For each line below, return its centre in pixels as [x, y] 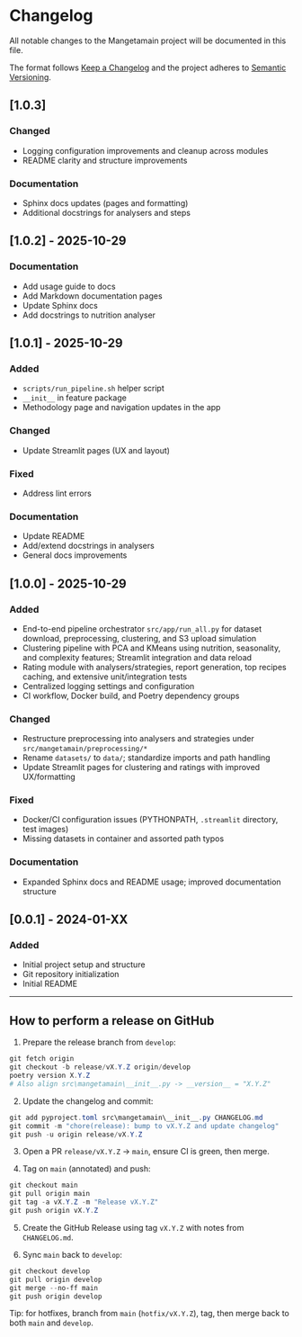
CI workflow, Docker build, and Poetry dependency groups [131, 695]
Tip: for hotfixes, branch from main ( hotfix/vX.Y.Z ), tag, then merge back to [150, 1314]
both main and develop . [52, 1323]
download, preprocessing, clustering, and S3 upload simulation [139, 638]
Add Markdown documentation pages [93, 296]
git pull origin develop [56, 1279]
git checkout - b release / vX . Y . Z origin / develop [100, 1067]
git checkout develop [50, 1271]
